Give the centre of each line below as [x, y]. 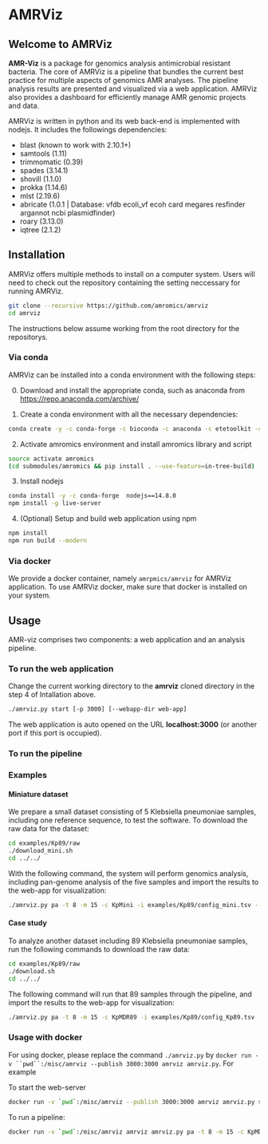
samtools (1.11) [43, 154]
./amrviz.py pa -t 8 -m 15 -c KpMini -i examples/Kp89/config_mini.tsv [130, 905]
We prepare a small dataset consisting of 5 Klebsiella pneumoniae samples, [132, 812]
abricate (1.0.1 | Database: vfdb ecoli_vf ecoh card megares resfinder [132, 204]
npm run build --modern [48, 541]
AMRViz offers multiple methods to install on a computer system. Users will [132, 274]
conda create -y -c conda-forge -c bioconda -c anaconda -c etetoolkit [130, 428]
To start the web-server [47, 1087]
